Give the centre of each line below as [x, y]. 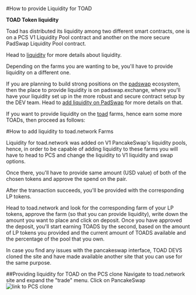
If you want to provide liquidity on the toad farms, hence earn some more [94, 114]
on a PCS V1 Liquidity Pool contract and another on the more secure [88, 37]
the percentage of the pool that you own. [55, 239]
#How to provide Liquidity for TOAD [49, 8]
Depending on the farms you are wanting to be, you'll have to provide [90, 66]
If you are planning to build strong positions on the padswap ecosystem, [93, 84]
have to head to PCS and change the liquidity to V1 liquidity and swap [90, 155]
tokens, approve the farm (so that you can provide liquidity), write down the [97, 214]
